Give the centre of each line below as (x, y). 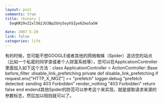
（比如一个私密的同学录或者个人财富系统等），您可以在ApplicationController (81, 62)
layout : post (18, 10)
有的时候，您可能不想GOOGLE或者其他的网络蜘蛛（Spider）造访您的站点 (79, 55)
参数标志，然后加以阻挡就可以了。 (40, 95)
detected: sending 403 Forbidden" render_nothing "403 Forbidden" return (80, 83)
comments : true (21, 14)
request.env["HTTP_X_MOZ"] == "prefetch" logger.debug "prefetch (74, 78)
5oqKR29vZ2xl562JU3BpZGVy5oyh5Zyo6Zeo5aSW (54, 23)
